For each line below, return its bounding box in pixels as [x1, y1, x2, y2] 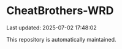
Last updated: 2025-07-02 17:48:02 [6, 24, 97, 31]
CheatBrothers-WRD [6, 4, 114, 18]
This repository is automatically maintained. [6, 36, 116, 43]
